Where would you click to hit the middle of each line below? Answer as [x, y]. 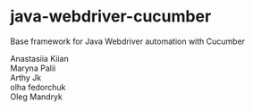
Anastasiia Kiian [40, 58]
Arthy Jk [26, 77]
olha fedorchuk [38, 87]
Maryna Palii [33, 68]
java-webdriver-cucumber [111, 17]
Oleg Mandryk [37, 97]
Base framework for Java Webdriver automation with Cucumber [127, 41]
